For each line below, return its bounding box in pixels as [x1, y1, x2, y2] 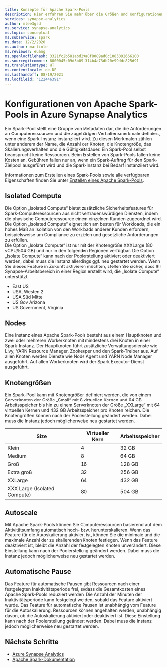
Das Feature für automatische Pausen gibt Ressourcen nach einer [5, 581, 140, 587]
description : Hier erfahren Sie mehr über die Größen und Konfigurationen [5, 12, 164, 17]
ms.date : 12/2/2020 [5, 40, 46, 45]
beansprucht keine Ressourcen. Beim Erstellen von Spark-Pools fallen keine [5, 151, 161, 157]
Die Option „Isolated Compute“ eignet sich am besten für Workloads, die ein [5, 221, 161, 227]
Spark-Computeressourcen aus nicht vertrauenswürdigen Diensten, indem [5, 210, 158, 216]
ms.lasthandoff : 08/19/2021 [5, 72, 64, 77]
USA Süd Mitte [12, 294, 43, 300]
